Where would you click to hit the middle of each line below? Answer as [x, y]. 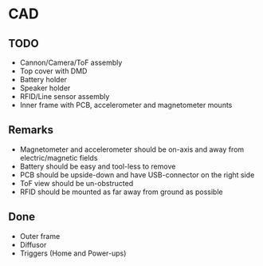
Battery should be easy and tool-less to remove [98, 166]
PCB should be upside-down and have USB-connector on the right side [137, 175]
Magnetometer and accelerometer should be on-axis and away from [132, 149]
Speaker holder [45, 88]
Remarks [31, 130]
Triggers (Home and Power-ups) [73, 253]
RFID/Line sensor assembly [65, 96]
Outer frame [40, 236]
